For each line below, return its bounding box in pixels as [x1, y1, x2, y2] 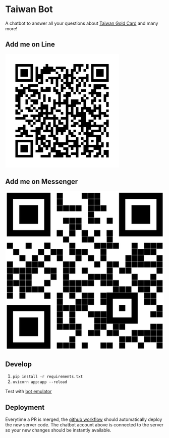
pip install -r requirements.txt [12, 374, 83, 379]
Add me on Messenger [5, 178, 78, 186]
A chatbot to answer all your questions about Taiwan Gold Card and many [5, 20, 158, 26]
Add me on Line [5, 40, 55, 49]
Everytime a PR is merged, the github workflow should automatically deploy [5, 416, 162, 422]
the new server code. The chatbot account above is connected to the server [5, 422, 164, 428]
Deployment [5, 403, 45, 412]
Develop [5, 360, 32, 368]
